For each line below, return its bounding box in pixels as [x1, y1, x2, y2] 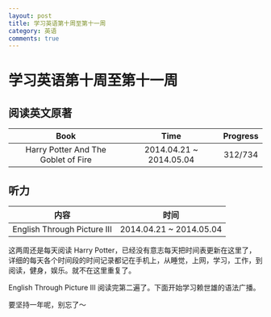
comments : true [8, 34, 60, 43]
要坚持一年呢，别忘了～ [8, 300, 86, 310]
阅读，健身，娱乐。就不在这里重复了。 [8, 265, 135, 275]
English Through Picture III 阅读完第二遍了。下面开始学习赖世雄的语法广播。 [8, 283, 261, 293]
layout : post [8, 11, 52, 20]
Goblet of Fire [40, 154, 93, 165]
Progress [223, 131, 259, 142]
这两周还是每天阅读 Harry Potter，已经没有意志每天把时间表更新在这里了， [8, 245, 256, 255]
